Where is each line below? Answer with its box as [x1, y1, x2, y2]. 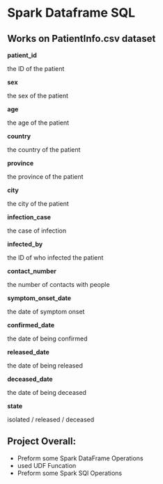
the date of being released [7, 361, 84, 370]
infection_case [7, 213, 51, 221]
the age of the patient [7, 118, 70, 127]
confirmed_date [7, 321, 54, 329]
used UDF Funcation [17, 461, 77, 469]
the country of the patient [7, 146, 81, 154]
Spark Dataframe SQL [7, 5, 136, 21]
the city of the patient [7, 200, 70, 208]
